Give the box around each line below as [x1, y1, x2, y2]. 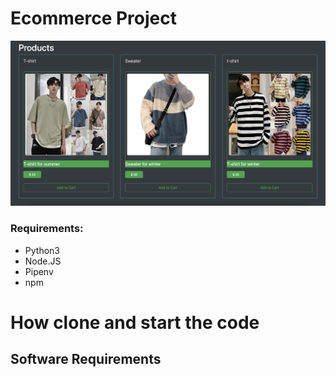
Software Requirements [10, 351, 162, 368]
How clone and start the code [10, 311, 260, 334]
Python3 [24, 244, 60, 256]
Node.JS [24, 255, 62, 267]
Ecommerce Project [10, 7, 177, 30]
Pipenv [24, 265, 54, 277]
